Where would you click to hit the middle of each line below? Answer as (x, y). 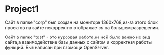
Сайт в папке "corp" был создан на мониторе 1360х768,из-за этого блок (82, 22)
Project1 (22, 9)
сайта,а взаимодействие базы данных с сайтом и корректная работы (78, 42)
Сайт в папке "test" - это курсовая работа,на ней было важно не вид (78, 37)
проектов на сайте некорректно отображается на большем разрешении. (82, 27)
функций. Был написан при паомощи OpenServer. (57, 47)
